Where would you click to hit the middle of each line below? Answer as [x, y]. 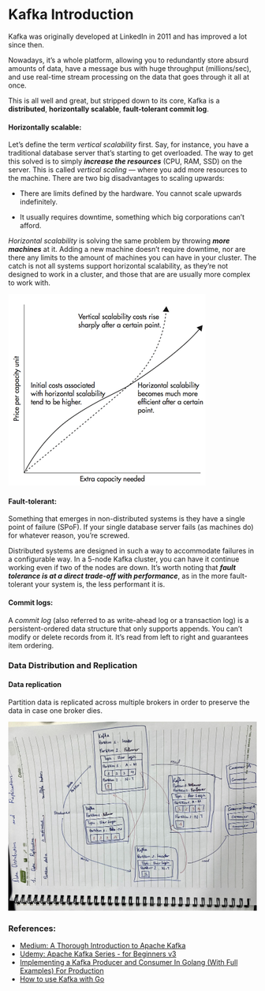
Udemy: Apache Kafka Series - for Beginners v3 [98, 954]
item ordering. [31, 645]
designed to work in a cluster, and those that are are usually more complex [129, 275]
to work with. [30, 283]
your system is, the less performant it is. [100, 584]
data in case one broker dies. [56, 710]
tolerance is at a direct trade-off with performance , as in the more [118, 576]
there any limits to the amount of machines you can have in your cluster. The [132, 257]
